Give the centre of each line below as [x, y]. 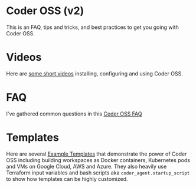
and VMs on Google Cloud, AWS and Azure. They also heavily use [86, 166]
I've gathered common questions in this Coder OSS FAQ [74, 114]
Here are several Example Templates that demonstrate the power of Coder [97, 154]
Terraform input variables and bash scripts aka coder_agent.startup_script [98, 173]
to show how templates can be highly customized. [67, 179]
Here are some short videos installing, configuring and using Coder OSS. [94, 73]
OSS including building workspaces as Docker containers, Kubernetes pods [98, 160]
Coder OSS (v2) [45, 11]
